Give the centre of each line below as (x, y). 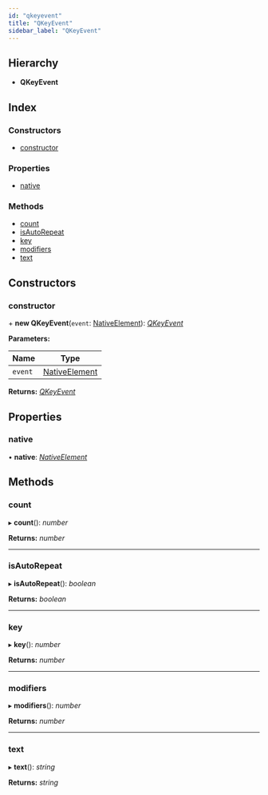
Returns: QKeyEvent (42, 392)
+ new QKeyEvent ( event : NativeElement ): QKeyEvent (96, 323)
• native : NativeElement (48, 457)
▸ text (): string (32, 767)
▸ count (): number (38, 522)
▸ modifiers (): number (45, 705)
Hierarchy (33, 63)
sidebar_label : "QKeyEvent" (55, 30)
